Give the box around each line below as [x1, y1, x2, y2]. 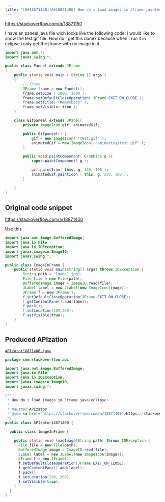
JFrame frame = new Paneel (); [23, 86, 84, 91]
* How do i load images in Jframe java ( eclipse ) [7, 397, 109, 402]
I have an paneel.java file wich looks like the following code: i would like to [5, 30, 155, 36]
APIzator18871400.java [5, 348, 52, 353]
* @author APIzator [7, 407, 48, 412]
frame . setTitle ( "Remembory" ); [23, 100, 89, 105]
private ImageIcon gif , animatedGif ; [23, 122, 100, 128]
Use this [5, 226, 22, 232]
